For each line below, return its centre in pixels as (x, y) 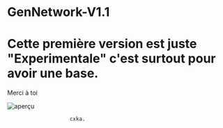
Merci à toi (23, 93)
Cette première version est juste (102, 44)
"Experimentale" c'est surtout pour (111, 59)
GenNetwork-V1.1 (59, 12)
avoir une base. (53, 73)
